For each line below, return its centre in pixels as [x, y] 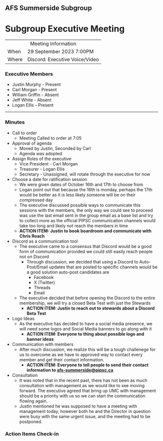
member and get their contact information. [62, 359]
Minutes [15, 122]
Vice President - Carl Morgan [49, 163]
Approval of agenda [32, 143]
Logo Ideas [23, 318]
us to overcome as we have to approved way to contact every [81, 354]
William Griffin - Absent [35, 95]
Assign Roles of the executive [42, 159]
